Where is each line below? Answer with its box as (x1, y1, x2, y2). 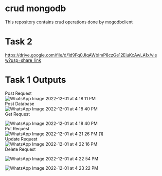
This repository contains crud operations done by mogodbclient (5, 19, 133, 25)
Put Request (5, 125, 30, 131)
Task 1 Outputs (5, 74, 67, 86)
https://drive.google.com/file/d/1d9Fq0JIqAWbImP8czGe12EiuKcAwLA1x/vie (5, 52, 157, 58)
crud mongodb (5, 3, 66, 14)
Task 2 (5, 36, 33, 47)
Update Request (5, 136, 37, 141)
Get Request (5, 111, 30, 117)
